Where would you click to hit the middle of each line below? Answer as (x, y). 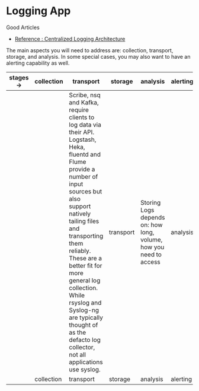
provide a (82, 169)
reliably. (80, 250)
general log (85, 280)
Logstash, (83, 139)
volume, (151, 240)
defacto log (85, 339)
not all (77, 354)
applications (86, 362)
